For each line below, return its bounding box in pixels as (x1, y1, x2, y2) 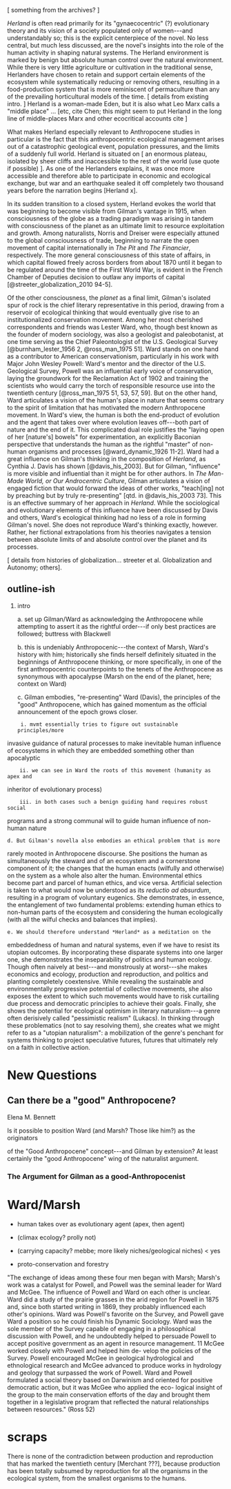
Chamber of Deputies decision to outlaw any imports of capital (7, 273, 185, 281)
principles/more (17, 727, 64, 733)
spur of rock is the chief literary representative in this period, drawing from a (7, 301, 225, 309)
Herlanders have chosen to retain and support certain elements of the (7, 70, 205, 79)
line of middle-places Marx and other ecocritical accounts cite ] (7, 114, 188, 123)
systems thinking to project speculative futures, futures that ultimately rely (7, 1035, 219, 1044)
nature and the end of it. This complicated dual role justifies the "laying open (7, 425, 225, 434)
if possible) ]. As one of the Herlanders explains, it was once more (7, 165, 195, 172)
